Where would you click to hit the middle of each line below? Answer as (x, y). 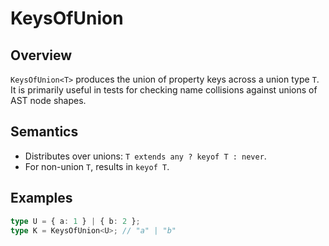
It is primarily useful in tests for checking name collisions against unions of (164, 90)
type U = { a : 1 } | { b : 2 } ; (75, 221)
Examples (41, 198)
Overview (41, 55)
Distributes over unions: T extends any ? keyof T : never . (145, 156)
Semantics (44, 132)
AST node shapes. (48, 100)
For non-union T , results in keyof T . (97, 166)
